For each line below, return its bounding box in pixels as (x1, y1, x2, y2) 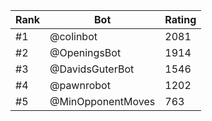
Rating (164, 13, 197, 26)
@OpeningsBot (49, 46, 122, 59)
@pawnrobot (49, 79, 111, 92)
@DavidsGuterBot (49, 62, 135, 76)
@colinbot (49, 30, 98, 43)
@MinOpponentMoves (49, 95, 156, 108)
